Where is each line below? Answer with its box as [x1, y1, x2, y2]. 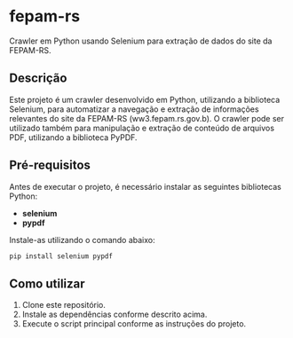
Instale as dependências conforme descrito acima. [21, 309, 208, 320]
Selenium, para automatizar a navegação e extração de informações [9, 104, 259, 114]
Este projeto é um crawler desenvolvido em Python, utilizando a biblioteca [9, 94, 281, 105]
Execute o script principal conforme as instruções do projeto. [21, 318, 247, 329]
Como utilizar [9, 276, 86, 291]
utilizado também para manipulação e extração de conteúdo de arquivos [9, 122, 275, 133]
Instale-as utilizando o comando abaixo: [9, 234, 155, 245]
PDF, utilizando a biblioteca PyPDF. [9, 131, 138, 143]
